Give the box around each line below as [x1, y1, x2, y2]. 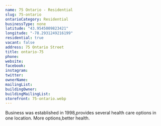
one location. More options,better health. [5, 115, 90, 121]
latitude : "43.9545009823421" [5, 26, 69, 31]
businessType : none [5, 21, 46, 27]
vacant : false [5, 40, 35, 45]
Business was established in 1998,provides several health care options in [5, 110, 156, 116]
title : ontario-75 [5, 49, 44, 54]
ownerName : [5, 77, 28, 82]
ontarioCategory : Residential [5, 17, 69, 22]
